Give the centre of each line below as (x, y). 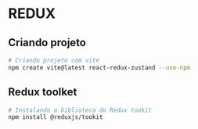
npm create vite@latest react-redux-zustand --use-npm (99, 67)
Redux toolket (43, 92)
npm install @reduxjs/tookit (56, 117)
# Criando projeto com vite (54, 60)
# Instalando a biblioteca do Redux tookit (80, 110)
